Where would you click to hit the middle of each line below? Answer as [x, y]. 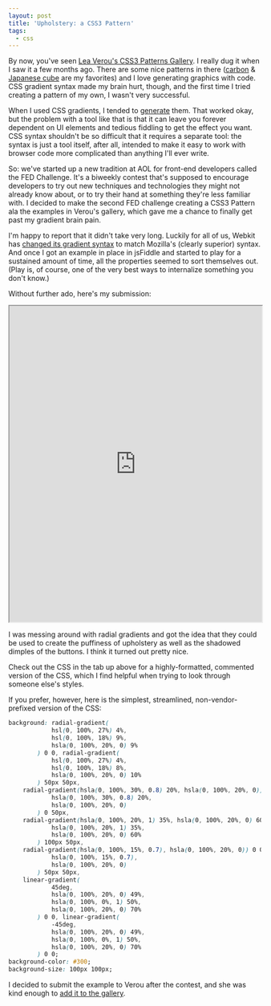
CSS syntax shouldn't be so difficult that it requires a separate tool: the [125, 136]
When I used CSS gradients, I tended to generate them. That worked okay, [131, 111]
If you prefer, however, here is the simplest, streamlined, [101, 700]
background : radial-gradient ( [59, 723]
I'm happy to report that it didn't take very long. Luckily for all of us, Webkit [132, 236]
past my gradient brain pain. [55, 220]
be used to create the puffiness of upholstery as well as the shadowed [125, 643]
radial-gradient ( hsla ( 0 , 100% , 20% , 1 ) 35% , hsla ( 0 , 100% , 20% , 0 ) [138, 820]
